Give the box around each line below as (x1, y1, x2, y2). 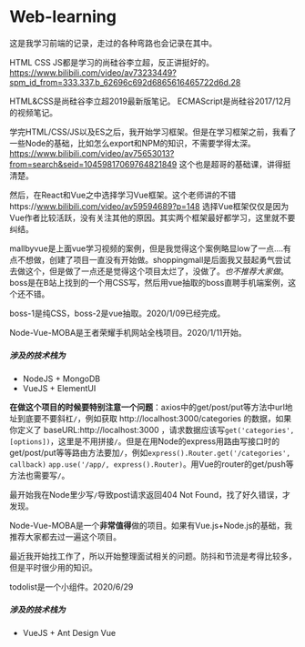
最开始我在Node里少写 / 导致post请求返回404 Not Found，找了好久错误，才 (9, 489, 291, 500)
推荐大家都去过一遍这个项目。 (9, 531, 121, 542)
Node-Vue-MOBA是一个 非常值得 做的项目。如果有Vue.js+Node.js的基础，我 (9, 520, 293, 531)
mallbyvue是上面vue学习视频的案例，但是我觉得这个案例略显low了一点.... (9, 243, 284, 254)
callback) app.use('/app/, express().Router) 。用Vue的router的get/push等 (9, 458, 294, 470)
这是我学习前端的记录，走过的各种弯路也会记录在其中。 (9, 37, 217, 48)
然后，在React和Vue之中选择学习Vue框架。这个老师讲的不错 (9, 189, 237, 200)
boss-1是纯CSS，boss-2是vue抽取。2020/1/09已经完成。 (9, 308, 226, 318)
